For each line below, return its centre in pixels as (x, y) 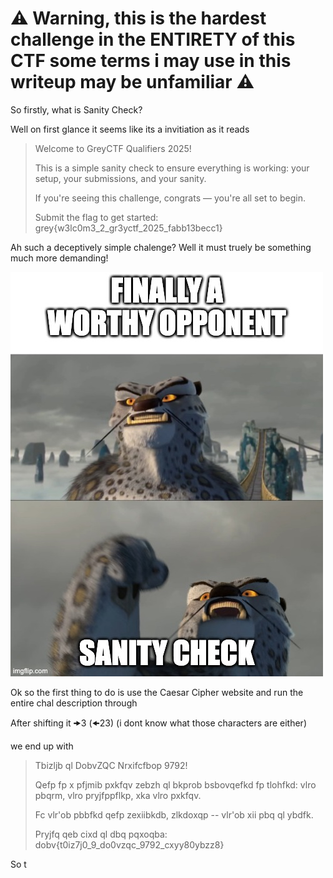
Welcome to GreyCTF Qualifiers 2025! (113, 148)
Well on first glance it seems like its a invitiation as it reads (130, 129)
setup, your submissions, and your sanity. (120, 178)
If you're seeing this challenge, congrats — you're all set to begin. (170, 198)
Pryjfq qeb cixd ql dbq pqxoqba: (101, 834)
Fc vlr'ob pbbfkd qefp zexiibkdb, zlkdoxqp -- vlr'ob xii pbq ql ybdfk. (174, 814)
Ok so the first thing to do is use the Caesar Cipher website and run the (157, 692)
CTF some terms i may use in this (151, 61)
